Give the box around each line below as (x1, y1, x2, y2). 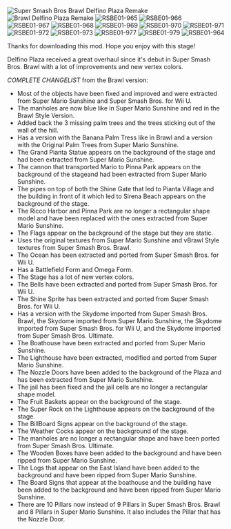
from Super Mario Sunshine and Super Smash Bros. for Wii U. (17, 97, 192, 105)
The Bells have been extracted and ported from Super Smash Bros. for (17, 280, 218, 288)
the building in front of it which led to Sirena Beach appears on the (17, 192, 206, 200)
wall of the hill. (17, 126, 59, 134)
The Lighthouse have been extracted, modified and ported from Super (17, 354, 217, 362)
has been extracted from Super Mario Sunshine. (17, 376, 154, 383)
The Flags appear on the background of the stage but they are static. (17, 229, 214, 237)
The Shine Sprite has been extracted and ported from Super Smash (17, 295, 209, 303)
